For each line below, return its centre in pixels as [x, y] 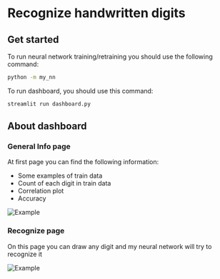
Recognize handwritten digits [96, 13]
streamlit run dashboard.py [49, 104]
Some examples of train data [60, 176]
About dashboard [47, 126]
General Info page [39, 146]
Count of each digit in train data [64, 183]
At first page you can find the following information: [83, 162]
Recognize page [36, 231]
